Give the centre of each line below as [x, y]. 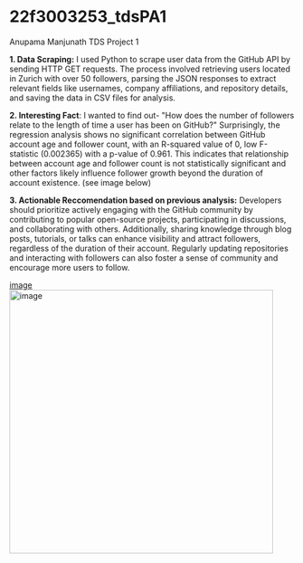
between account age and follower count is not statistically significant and [148, 163]
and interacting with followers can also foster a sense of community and [144, 258]
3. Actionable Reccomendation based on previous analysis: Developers [146, 200]
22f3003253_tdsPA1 [88, 17]
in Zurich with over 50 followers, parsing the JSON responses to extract [143, 78]
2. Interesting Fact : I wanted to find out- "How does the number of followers [152, 115]
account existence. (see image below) [80, 182]
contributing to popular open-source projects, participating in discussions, [148, 219]
